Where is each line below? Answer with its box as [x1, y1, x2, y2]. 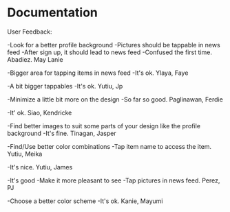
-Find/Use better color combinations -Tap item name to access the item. [7, 142, 212, 150]
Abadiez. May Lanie [7, 55, 63, 63]
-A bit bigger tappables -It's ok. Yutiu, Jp [7, 82, 123, 90]
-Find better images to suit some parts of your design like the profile [7, 121, 201, 130]
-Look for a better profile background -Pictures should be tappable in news [7, 40, 220, 49]
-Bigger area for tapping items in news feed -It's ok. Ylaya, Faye [7, 69, 189, 77]
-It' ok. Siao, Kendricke [7, 108, 72, 117]
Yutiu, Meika [7, 150, 43, 158]
